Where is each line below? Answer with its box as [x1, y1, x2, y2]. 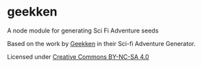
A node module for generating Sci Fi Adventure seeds [7, 26, 159, 35]
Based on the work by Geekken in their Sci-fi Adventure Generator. [7, 39, 196, 47]
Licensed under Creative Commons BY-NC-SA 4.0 [7, 52, 149, 61]
